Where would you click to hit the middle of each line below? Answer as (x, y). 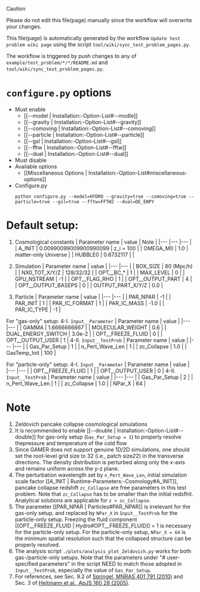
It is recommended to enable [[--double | (65, 430)
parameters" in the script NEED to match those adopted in (110, 563)
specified (26, 563)
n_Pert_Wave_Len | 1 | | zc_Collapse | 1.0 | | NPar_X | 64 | (76, 383)
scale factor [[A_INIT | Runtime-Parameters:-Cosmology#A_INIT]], (96, 481)
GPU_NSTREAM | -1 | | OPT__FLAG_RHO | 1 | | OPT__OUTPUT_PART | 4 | (103, 279)
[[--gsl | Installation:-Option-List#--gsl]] (73, 141)
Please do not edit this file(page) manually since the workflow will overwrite (99, 20)
